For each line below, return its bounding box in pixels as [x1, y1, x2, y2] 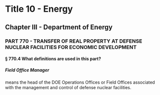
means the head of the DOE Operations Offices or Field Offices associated [5, 79, 155, 85]
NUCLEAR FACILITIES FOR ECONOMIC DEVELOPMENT [5, 44, 137, 50]
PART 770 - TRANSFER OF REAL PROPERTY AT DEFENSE [5, 38, 142, 45]
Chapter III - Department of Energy [5, 23, 113, 31]
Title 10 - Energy [5, 3, 73, 15]
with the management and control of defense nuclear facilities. [5, 85, 132, 91]
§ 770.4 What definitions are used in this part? [5, 56, 101, 62]
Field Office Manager [5, 67, 49, 73]
